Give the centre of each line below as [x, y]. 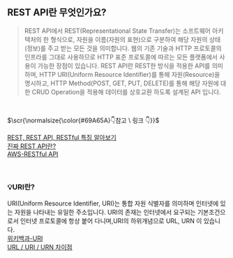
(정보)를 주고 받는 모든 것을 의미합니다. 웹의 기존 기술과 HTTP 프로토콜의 [123, 48]
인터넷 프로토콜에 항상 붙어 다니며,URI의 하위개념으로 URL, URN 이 [111, 221]
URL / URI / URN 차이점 [40, 248]
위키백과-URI [25, 238]
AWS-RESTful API [33, 154]
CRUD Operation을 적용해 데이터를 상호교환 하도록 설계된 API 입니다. [126, 92]
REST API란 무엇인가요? [57, 13]
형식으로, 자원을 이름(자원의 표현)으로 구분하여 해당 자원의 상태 [136, 39]
